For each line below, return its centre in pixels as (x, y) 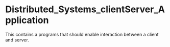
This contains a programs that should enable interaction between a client (82, 34)
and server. (17, 40)
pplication (27, 20)
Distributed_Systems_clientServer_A (85, 9)
